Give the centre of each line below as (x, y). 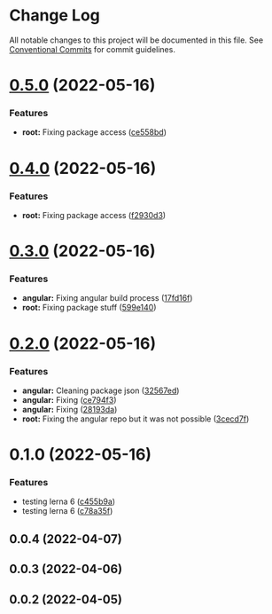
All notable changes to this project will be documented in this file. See (136, 40)
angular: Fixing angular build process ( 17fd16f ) (107, 298)
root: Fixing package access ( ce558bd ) (94, 132)
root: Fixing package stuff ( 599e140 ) (89, 308)
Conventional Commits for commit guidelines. (92, 49)
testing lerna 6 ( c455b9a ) (69, 501)
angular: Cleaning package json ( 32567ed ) (101, 390)
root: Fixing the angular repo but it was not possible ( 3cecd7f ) (136, 419)
